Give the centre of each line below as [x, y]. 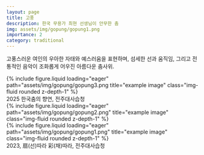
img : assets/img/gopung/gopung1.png [53, 29]
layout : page [23, 12]
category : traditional [35, 40]
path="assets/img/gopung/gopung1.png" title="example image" [87, 132]
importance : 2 [25, 35]
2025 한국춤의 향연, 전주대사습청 [46, 99]
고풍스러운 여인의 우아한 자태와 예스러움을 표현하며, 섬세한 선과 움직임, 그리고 [99, 59]
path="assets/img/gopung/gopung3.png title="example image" [86, 85]
